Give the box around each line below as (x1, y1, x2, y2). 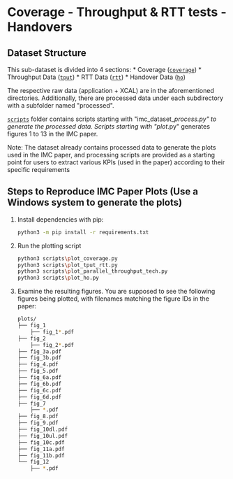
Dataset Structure (7, 47, 87, 59)
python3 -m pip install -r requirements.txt (17, 229, 149, 236)
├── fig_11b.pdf (17, 452, 65, 459)
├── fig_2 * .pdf (30, 341, 75, 348)
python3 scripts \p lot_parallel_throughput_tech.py (17, 268, 168, 275)
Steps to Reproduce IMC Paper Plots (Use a (7, 186, 199, 198)
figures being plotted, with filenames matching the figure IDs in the (17, 294, 209, 303)
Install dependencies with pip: (17, 215, 104, 224)
